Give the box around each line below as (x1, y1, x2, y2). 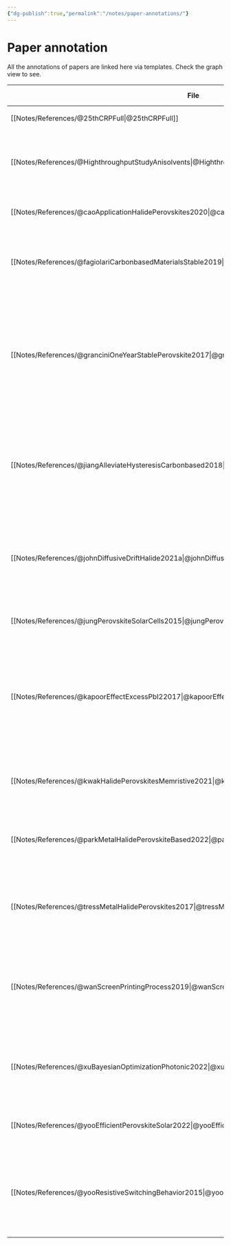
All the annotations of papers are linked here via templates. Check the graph (7, 63, 223, 71)
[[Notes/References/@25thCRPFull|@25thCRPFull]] (10, 113, 179, 123)
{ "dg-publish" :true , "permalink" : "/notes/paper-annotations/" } (7, 10, 189, 17)
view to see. (7, 70, 42, 78)
